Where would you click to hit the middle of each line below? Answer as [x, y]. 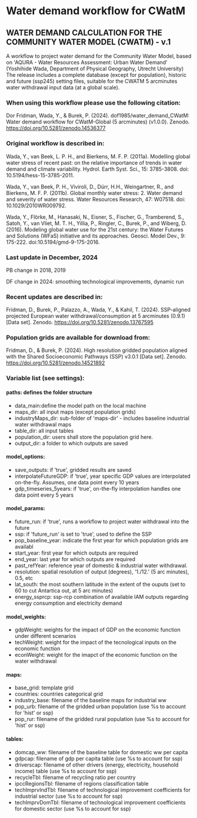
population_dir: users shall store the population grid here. [84, 437]
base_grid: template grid [44, 688]
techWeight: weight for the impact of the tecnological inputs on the [95, 643]
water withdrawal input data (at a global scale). [63, 87]
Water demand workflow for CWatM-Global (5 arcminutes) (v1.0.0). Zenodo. [98, 122]
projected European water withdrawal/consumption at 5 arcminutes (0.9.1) [96, 316]
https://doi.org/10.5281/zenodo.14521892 [56, 363]
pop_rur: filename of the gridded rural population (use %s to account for [102, 719]
